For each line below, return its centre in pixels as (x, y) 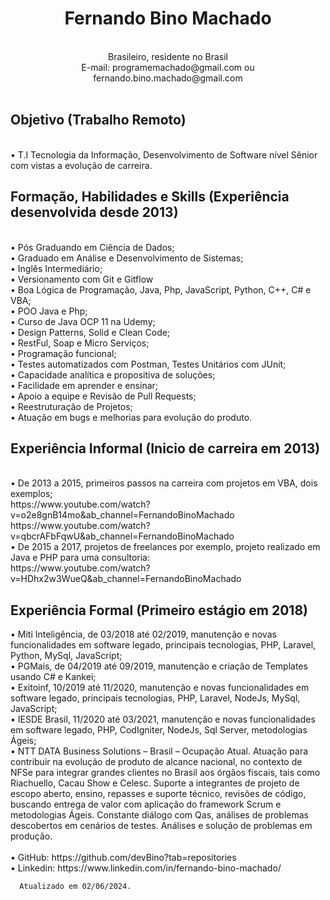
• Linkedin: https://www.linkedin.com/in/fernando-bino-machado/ (146, 868)
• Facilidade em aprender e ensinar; (84, 385)
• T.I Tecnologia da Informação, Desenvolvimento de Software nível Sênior (164, 154)
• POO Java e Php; (49, 311)
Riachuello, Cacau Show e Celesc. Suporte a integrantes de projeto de (155, 783)
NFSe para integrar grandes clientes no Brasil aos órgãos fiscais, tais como (165, 773)
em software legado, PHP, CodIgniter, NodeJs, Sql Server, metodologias (159, 730)
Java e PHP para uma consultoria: (80, 558)
